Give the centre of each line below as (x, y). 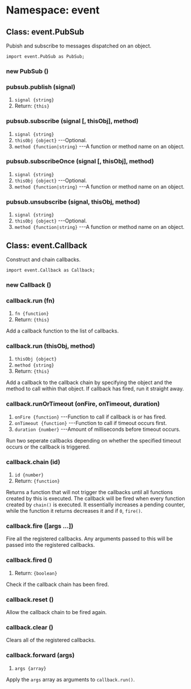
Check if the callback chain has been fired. (58, 584)
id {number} (29, 475)
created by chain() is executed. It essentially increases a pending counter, (95, 505)
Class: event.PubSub (45, 32)
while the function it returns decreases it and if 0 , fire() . (74, 511)
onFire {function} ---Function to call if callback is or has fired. (90, 417)
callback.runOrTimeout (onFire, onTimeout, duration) (83, 404)
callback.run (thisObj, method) (51, 346)
